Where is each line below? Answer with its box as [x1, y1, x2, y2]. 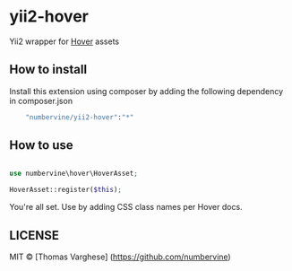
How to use [9, 137, 73, 153]
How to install [9, 62, 88, 77]
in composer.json [9, 95, 73, 106]
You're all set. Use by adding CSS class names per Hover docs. [9, 202, 244, 213]
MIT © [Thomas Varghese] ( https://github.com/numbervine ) [9, 251, 231, 262]
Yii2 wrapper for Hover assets [9, 36, 119, 47]
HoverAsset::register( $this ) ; [9, 186, 123, 195]
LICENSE [9, 227, 60, 243]
